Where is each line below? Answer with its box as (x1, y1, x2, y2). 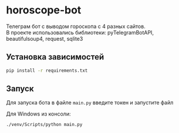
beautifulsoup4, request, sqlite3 (6, 35, 83, 42)
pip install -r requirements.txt (6, 68, 88, 73)
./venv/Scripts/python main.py (6, 122, 83, 128)
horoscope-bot (6, 3, 82, 17)
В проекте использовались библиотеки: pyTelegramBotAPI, (6, 29, 154, 36)
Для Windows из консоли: (6, 110, 71, 117)
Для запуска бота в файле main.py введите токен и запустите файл (6, 99, 174, 106)
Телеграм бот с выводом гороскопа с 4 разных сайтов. (6, 23, 146, 30)
